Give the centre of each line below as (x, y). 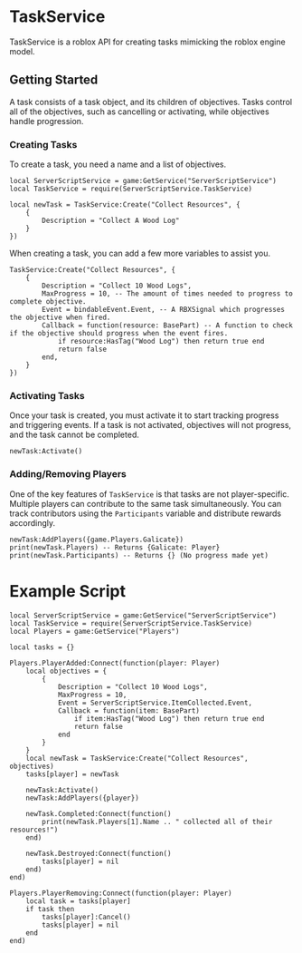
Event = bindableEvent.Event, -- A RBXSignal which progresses (163, 310)
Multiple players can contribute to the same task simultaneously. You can (146, 503)
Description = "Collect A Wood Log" (111, 221)
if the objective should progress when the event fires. (119, 334)
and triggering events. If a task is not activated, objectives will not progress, (151, 425)
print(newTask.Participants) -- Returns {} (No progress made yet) (139, 555)
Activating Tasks (47, 395)
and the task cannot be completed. (75, 435)
